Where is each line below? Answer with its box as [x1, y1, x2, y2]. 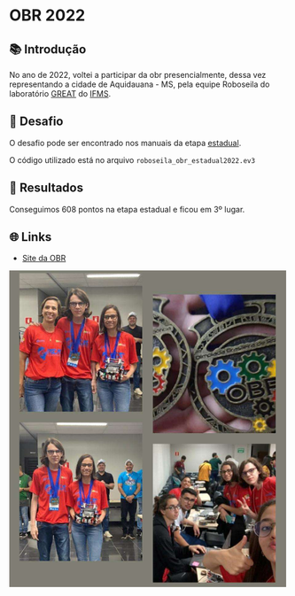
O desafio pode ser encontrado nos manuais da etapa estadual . [9, 137, 242, 148]
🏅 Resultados [9, 181, 84, 196]
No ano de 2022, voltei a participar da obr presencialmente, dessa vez [9, 70, 267, 80]
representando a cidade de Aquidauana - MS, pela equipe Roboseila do [9, 79, 270, 89]
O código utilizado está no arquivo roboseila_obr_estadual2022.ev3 [9, 154, 255, 165]
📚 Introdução [9, 42, 87, 57]
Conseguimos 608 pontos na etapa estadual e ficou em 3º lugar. [9, 204, 245, 214]
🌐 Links [9, 229, 52, 244]
